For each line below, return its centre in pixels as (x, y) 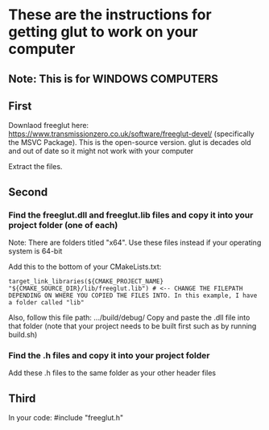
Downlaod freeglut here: (49, 126)
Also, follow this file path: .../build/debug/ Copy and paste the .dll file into (129, 318)
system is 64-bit (35, 251)
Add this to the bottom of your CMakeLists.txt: (85, 267)
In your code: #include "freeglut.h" (66, 418)
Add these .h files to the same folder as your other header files (112, 373)
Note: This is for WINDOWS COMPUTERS (114, 79)
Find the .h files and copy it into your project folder (109, 356)
